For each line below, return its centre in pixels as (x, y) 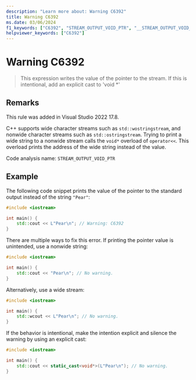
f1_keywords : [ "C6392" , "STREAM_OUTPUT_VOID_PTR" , (69, 28)
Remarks (23, 103)
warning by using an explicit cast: (46, 339)
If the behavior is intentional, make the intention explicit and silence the (91, 333)
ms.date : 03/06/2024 (31, 22)
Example (22, 177)
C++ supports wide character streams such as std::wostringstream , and (93, 128)
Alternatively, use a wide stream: (45, 289)
